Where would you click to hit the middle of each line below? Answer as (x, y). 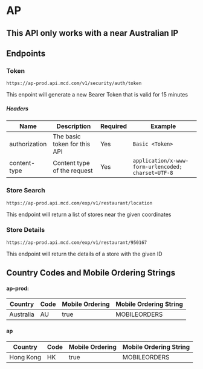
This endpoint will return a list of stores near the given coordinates (89, 214)
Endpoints (26, 53)
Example (163, 126)
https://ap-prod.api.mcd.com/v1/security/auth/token (74, 83)
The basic (67, 137)
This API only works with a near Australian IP (92, 33)
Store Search (26, 191)
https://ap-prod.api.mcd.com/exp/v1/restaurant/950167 (77, 242)
